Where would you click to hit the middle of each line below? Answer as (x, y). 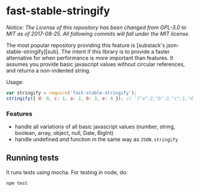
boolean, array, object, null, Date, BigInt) (64, 133)
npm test (17, 183)
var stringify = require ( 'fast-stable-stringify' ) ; (71, 93)
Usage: (15, 82)
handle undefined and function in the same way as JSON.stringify (96, 139)
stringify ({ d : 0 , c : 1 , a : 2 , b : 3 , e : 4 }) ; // (69, 98)
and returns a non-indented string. (49, 70)
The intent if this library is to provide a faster (115, 51)
